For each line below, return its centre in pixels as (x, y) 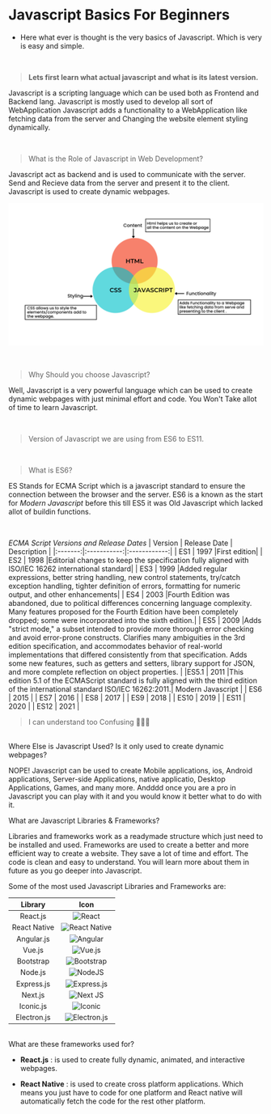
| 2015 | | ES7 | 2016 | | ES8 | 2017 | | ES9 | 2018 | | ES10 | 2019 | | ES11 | (127, 698)
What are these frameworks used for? (72, 1044)
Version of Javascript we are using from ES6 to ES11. (116, 439)
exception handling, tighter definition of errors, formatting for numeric (125, 586)
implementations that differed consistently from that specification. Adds (128, 655)
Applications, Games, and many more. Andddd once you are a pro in (122, 788)
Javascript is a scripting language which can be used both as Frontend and (133, 93)
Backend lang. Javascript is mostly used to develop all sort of (111, 101)
